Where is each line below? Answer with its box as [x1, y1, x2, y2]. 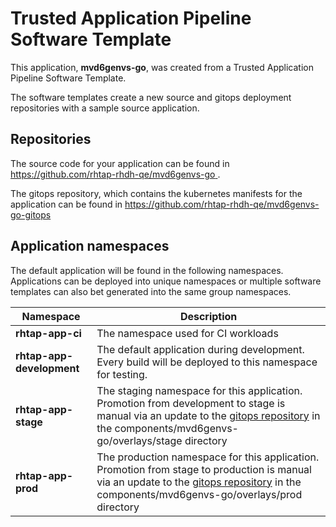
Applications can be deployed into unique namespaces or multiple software [10, 275, 322, 287]
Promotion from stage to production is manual [96, 462, 312, 476]
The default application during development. [96, 342, 305, 356]
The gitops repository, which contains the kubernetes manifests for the [10, 187, 303, 199]
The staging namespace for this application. [96, 383, 303, 397]
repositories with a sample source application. [10, 102, 200, 114]
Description [179, 309, 238, 323]
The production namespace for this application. [96, 450, 320, 464]
